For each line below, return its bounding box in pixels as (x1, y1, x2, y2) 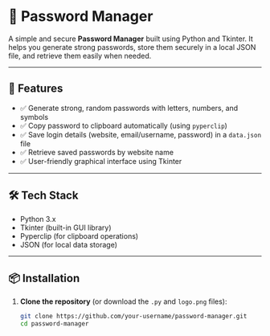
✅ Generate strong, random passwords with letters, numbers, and (19, 103, 239, 113)
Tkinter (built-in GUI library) (19, 223, 112, 232)
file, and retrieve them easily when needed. (8, 51, 152, 60)
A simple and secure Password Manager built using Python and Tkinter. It (8, 34, 253, 43)
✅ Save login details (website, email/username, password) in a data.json (19, 129, 262, 139)
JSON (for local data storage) (19, 240, 118, 249)
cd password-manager (19, 320, 89, 328)
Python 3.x (19, 214, 56, 223)
